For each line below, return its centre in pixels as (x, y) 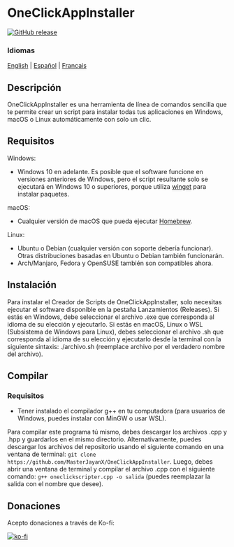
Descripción (34, 88)
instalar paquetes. (43, 194)
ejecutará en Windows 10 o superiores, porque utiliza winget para (112, 186)
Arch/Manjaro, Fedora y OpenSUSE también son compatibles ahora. (115, 263)
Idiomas (21, 50)
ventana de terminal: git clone (52, 454)
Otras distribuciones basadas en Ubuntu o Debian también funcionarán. (120, 255)
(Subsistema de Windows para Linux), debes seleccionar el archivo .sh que (116, 332)
